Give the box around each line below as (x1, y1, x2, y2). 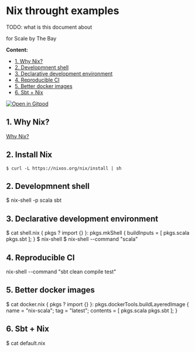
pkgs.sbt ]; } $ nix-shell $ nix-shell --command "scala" (6, 236, 138, 243)
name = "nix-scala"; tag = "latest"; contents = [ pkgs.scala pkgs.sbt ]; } (6, 307, 177, 314)
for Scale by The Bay (6, 35, 57, 42)
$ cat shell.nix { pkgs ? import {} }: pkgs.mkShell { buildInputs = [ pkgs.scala (6, 229, 190, 236)
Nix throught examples (6, 4, 119, 18)
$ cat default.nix (6, 339, 46, 347)
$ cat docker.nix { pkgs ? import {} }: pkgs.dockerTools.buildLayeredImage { (6, 300, 189, 307)
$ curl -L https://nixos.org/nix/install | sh (6, 165, 122, 171)
